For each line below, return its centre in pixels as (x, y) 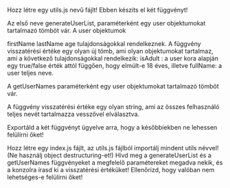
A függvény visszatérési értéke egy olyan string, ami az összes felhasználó (113, 107)
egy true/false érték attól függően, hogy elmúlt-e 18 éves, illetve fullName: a (115, 66)
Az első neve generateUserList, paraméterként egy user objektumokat (106, 23)
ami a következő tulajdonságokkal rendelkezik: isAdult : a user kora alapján (113, 58)
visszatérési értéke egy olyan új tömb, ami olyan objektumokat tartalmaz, (111, 51)
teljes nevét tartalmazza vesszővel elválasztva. (73, 114)
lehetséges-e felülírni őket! (45, 177)
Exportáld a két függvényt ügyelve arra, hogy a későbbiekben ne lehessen (112, 127)
